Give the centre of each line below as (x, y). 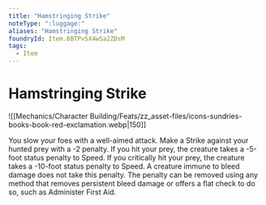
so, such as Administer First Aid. (62, 192)
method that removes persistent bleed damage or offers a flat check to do (132, 183)
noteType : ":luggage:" (47, 23)
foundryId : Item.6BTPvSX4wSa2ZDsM (67, 38)
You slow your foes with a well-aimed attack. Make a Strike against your (129, 140)
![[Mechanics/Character (48, 116)
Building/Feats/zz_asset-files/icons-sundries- (166, 116)
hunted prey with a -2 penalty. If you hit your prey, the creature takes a (127, 149)
